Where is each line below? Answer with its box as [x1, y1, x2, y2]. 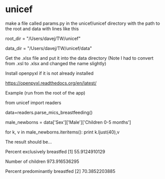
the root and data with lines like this [5, 25, 79, 31]
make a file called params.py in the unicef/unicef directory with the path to [5, 20, 160, 26]
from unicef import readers [5, 100, 62, 106]
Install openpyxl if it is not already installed [5, 70, 94, 76]
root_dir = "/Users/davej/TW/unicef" [5, 35, 81, 41]
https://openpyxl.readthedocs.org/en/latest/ [5, 80, 97, 86]
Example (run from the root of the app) [5, 89, 86, 96]
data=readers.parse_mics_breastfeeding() [5, 109, 93, 115]
